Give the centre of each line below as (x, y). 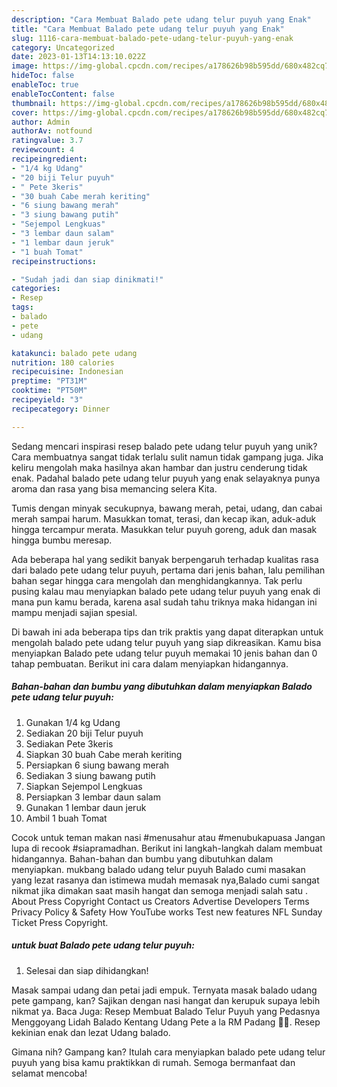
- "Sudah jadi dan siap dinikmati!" (87, 279)
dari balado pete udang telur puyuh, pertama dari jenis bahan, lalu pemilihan (168, 570)
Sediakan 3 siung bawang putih (90, 775)
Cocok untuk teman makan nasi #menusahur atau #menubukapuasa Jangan (168, 837)
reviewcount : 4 (43, 150)
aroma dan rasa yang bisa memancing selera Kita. (114, 488)
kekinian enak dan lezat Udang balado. (91, 1032)
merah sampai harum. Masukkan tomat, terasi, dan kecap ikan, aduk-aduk (164, 518)
